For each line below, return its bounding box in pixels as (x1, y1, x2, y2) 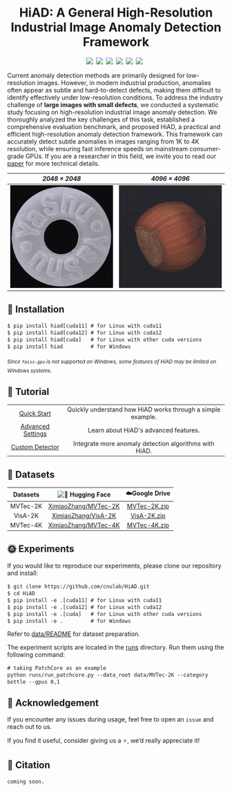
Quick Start (19, 409, 52, 417)
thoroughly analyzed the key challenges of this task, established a (7, 115, 195, 124)
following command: (7, 650, 66, 659)
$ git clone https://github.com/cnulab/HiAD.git (7, 583, 150, 590)
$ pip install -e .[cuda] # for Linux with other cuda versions (7, 610, 202, 617)
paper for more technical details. (7, 159, 100, 167)
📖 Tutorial (7, 385, 50, 398)
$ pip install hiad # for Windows (7, 343, 131, 350)
